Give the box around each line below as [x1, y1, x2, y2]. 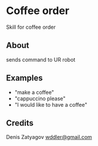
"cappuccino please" [14, 95, 66, 102]
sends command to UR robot [6, 56, 76, 63]
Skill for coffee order [6, 23, 56, 30]
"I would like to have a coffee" [14, 101, 87, 108]
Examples [6, 73, 43, 83]
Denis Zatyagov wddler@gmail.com [6, 134, 92, 141]
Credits [6, 118, 34, 128]
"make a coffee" [14, 89, 55, 96]
